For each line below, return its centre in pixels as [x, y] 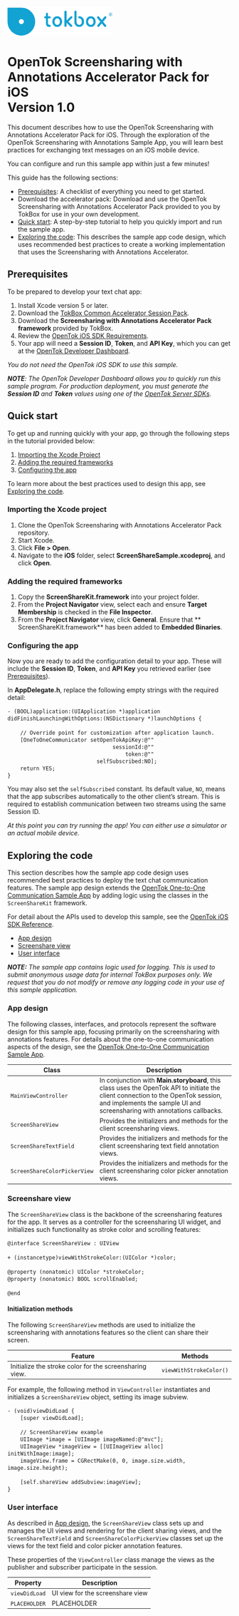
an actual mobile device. [43, 833]
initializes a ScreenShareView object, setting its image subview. [98, 1397]
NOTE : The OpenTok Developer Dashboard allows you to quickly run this [114, 379]
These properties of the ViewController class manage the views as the [111, 1559]
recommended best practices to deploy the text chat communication [108, 880]
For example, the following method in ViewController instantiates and [109, 1389]
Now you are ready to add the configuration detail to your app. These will [115, 661]
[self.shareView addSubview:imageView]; [81, 1483]
